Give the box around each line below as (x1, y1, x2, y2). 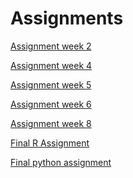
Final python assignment (10, 156, 112, 168)
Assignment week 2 (10, 40, 92, 52)
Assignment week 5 (10, 78, 92, 91)
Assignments (10, 7, 124, 30)
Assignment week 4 (10, 59, 93, 71)
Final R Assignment (10, 137, 90, 149)
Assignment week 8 (10, 117, 92, 129)
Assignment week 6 (10, 98, 92, 110)
